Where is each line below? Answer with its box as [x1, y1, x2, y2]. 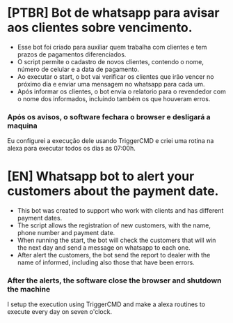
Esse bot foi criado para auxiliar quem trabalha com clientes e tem [17, 43, 207, 51]
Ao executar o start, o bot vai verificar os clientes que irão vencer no [17, 72, 214, 81]
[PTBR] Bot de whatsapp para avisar [7, 5, 220, 21]
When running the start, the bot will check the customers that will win [17, 236, 216, 245]
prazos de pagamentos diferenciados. [17, 50, 127, 59]
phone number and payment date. [17, 229, 115, 237]
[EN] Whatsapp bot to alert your [7, 169, 195, 184]
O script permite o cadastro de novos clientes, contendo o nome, [17, 57, 204, 66]
